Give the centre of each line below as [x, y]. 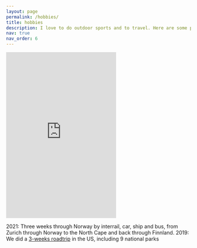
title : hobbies [25, 22]
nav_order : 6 [22, 39]
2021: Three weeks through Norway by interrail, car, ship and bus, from [92, 226]
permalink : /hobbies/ [33, 17]
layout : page [22, 11]
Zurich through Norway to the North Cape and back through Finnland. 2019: [98, 232]
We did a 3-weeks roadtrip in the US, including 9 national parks [83, 239]
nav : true [18, 33]
